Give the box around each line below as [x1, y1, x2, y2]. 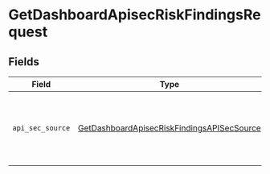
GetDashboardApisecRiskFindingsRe [8, 6, 261, 24]
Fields [8, 55, 40, 68]
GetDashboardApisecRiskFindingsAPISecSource [77, 122, 261, 134]
